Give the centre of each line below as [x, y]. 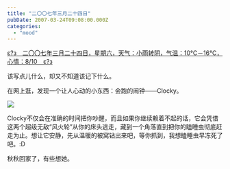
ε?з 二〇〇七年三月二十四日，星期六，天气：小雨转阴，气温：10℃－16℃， [115, 53]
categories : [24, 26]
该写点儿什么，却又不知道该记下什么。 [61, 76]
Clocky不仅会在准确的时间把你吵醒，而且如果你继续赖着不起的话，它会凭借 [113, 118]
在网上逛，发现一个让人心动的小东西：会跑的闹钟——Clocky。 [95, 91]
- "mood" [26, 33]
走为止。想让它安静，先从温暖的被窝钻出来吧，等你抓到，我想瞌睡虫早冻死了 [115, 135]
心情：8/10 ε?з [30, 62]
